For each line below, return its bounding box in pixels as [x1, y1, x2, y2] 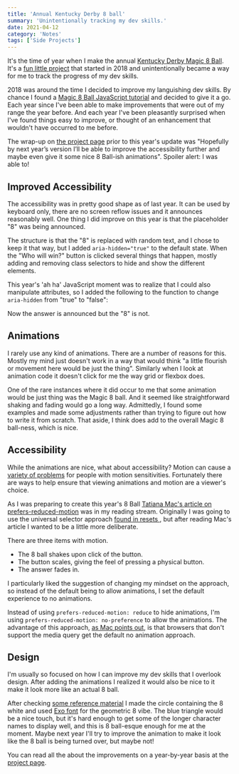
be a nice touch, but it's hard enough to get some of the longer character [7, 714, 221, 723]
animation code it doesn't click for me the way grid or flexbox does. [7, 372, 206, 380]
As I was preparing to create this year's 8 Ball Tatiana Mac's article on [7, 499, 212, 508]
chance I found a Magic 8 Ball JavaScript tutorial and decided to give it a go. [7, 93, 231, 102]
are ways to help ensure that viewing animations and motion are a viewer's [7, 478, 226, 487]
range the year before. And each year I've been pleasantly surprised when [7, 108, 225, 117]
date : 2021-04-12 [7, 24, 59, 31]
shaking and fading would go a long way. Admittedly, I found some [7, 400, 203, 409]
